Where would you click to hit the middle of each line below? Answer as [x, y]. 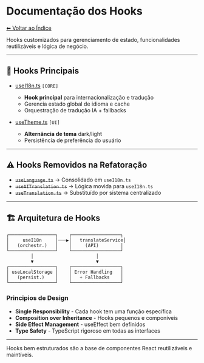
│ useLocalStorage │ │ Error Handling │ [65, 272]
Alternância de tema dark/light [63, 134]
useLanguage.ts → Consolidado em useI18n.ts [73, 180]
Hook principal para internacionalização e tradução [89, 97]
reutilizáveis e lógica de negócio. [47, 46]
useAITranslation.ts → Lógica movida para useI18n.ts [84, 186]
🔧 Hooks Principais [43, 71]
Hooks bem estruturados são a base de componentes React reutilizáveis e [99, 348]
